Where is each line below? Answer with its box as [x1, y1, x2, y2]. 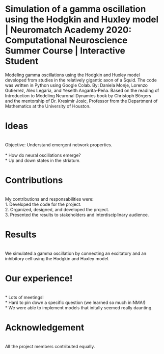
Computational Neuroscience [5, 35, 128, 46]
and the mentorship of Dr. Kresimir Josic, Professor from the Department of [5, 98, 158, 104]
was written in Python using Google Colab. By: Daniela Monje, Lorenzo [5, 82, 148, 88]
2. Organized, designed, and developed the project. [5, 206, 109, 212]
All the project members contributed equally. [5, 343, 95, 349]
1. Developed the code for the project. [5, 201, 82, 207]
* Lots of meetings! [5, 294, 44, 300]
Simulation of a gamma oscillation [5, 3, 146, 15]
